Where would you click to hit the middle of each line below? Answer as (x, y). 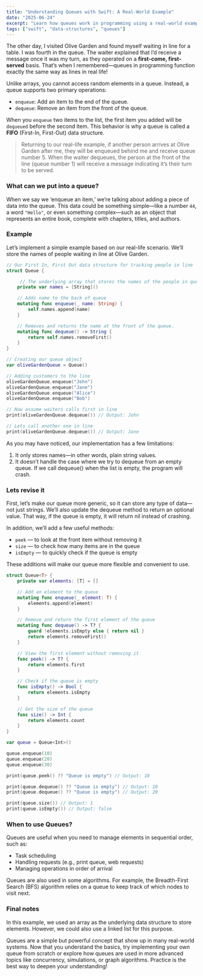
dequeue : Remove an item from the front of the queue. (81, 108)
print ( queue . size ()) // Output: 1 (50, 803)
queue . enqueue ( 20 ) (29, 759)
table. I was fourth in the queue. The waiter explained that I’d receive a (94, 53)
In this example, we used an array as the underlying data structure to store (99, 922)
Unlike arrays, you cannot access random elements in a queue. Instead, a (98, 84)
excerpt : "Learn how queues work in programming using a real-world (94, 23)
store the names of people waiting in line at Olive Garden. (78, 254)
